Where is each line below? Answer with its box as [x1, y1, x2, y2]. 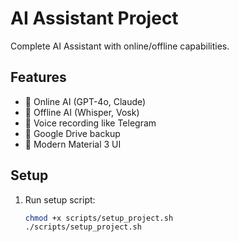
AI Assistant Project [10, 7, 179, 30]
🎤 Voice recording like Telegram [24, 117, 157, 129]
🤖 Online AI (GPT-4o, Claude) [24, 95, 147, 107]
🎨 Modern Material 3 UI [24, 138, 122, 150]
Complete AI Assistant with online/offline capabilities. [10, 40, 230, 52]
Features [10, 69, 67, 86]
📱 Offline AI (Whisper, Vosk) [24, 106, 140, 118]
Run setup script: [24, 193, 96, 206]
